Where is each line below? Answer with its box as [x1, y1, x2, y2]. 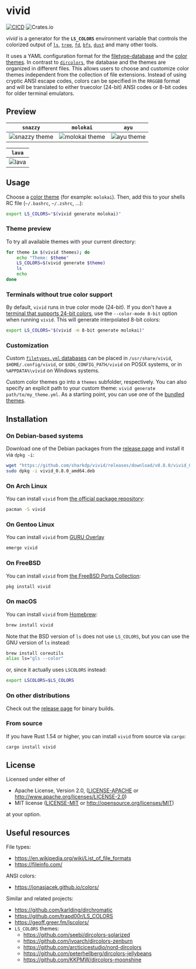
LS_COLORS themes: [14, 925, 60, 932]
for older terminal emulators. [6, 90, 75, 97]
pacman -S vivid [6, 507, 45, 513]
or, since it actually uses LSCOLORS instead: [6, 666, 107, 673]
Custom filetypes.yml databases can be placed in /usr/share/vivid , [6, 354, 173, 361]
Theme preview [6, 224, 51, 233]
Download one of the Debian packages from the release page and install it [6, 445, 185, 452]
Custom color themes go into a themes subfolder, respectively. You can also [6, 378, 187, 385]
